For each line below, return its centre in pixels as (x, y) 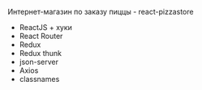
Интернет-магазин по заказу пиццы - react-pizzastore (101, 12)
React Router (41, 36)
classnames (39, 79)
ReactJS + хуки (45, 27)
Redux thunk (41, 53)
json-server (39, 62)
